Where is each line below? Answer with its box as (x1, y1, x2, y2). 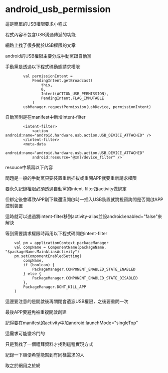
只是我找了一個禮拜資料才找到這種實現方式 (5, 341, 93, 347)
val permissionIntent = (23, 73, 73, 79)
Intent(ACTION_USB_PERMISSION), (41, 91, 109, 96)
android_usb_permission (5, 4, 111, 15)
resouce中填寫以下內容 (5, 164, 53, 170)
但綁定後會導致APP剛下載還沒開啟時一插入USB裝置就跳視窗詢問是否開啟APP (5, 196, 163, 202)
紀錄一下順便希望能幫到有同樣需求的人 (5, 351, 84, 358)
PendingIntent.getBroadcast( (32, 78, 93, 83)
